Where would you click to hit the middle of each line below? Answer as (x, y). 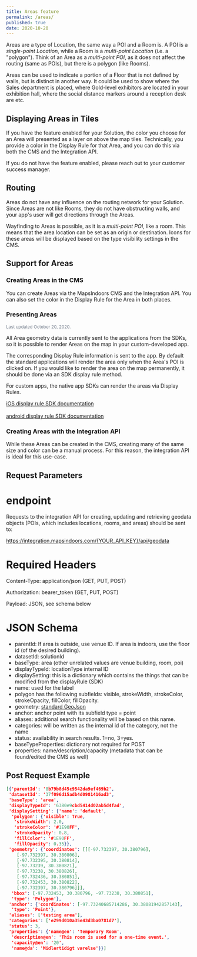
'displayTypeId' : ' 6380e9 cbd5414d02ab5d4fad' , (67, 805)
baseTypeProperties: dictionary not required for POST (80, 745)
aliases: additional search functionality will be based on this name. (95, 719)
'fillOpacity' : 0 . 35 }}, (43, 844)
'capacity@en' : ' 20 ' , (38, 943)
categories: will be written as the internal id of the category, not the (96, 726)
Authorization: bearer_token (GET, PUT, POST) (62, 592)
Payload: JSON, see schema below (49, 604)
